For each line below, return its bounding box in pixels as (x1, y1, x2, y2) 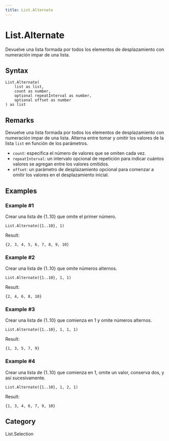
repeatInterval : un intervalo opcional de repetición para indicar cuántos (12, 156, 164, 162)
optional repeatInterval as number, (14, 93, 92, 98)
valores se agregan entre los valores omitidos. (12, 161, 110, 167)
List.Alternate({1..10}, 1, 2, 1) (5, 384, 79, 390)
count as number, (14, 89, 51, 94)
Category (5, 417, 36, 426)
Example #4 (5, 357, 36, 365)
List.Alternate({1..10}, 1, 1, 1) (5, 327, 79, 333)
